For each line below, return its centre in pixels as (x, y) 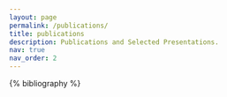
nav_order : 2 (33, 58)
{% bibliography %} (45, 83)
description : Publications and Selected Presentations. (114, 42)
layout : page (33, 17)
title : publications (47, 34)
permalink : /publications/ (59, 26)
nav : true (27, 50)
